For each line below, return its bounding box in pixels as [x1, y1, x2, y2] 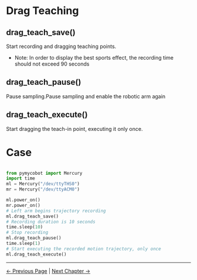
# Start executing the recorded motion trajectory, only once [6, 246, 161, 252]
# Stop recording [6, 230, 49, 236]
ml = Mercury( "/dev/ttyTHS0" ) [6, 181, 80, 187]
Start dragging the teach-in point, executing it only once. [6, 125, 143, 132]
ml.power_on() [6, 197, 41, 203]
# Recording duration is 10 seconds [6, 219, 96, 224]
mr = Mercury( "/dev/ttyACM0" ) [6, 186, 80, 192]
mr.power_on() [6, 202, 41, 208]
